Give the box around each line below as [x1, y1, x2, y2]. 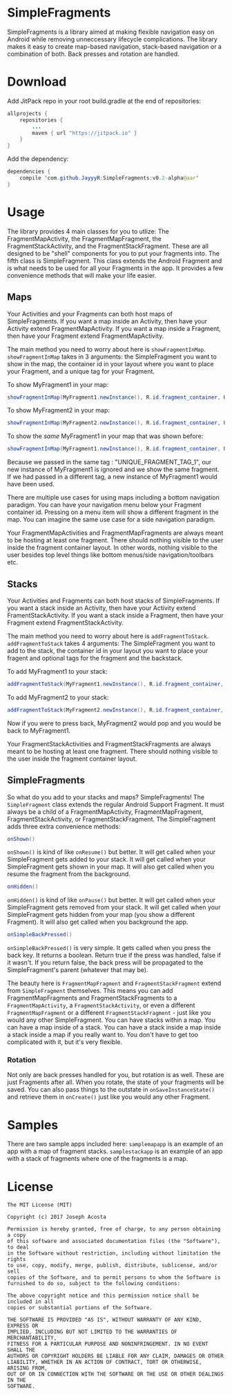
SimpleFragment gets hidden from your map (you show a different [7, 911, 195, 919]
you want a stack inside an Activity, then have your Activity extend [7, 603, 196, 612]
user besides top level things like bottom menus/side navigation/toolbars [7, 551, 214, 559]
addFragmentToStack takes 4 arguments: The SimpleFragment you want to [7, 639, 215, 647]
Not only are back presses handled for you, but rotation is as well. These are [7, 1071, 224, 1079]
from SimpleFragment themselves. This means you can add [7, 987, 173, 995]
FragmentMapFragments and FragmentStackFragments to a [7, 994, 177, 1003]
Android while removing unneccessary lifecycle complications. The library [7, 35, 217, 43]
